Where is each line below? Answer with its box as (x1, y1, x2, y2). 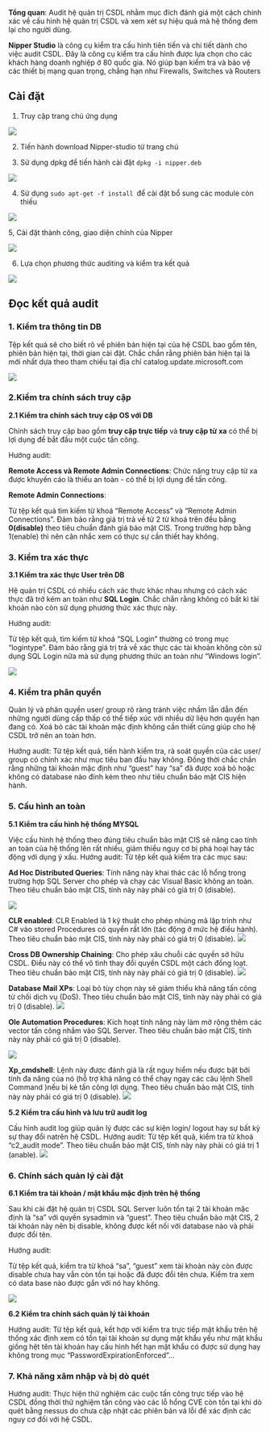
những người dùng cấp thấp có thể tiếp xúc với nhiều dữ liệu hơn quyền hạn (8, 713, 260, 723)
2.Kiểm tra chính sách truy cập (8, 392, 131, 403)
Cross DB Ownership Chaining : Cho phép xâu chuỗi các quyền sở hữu (8, 949, 244, 959)
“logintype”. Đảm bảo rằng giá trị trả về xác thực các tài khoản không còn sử (8, 643, 262, 653)
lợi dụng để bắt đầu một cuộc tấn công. (8, 435, 139, 444)
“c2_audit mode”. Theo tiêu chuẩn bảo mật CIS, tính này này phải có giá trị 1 (8, 1140, 260, 1150)
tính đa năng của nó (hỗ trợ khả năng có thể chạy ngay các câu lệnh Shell (8, 1073, 253, 1083)
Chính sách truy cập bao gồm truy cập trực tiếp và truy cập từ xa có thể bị (8, 426, 258, 435)
